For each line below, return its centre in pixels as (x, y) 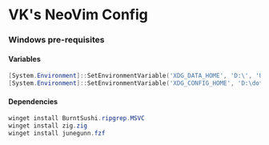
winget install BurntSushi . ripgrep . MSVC (77, 119)
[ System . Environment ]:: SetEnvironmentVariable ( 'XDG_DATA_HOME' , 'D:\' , (130, 76)
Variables (25, 58)
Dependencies (33, 101)
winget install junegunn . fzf (57, 134)
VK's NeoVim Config (78, 15)
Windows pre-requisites (56, 40)
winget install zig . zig (48, 126)
